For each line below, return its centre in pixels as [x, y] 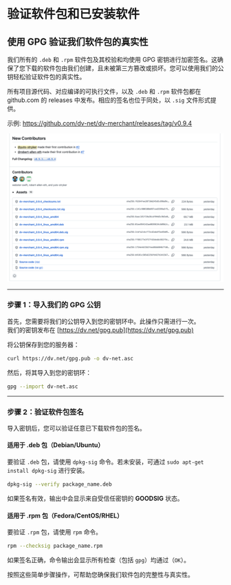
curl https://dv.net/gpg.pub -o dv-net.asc [70, 358]
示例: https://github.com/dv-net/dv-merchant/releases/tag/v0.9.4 [100, 123]
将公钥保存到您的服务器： [43, 345]
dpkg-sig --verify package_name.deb [59, 484]
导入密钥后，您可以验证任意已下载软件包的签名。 [76, 428]
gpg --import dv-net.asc [43, 387]
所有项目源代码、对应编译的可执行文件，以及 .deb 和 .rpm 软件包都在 [104, 91]
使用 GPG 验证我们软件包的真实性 [78, 42]
